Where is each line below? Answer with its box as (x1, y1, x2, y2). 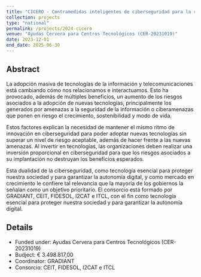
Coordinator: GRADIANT (14, 257, 75, 264)
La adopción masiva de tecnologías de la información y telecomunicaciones (6, 80, 193, 87)
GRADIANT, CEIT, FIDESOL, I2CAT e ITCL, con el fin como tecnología (6, 192, 176, 199)
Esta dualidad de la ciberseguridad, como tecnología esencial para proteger (6, 167, 193, 174)
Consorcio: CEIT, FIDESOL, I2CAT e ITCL (14, 264, 115, 271)
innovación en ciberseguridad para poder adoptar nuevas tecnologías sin (6, 130, 187, 137)
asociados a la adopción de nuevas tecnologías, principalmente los (6, 99, 172, 106)
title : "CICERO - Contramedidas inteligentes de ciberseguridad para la (6, 8, 191, 15)
